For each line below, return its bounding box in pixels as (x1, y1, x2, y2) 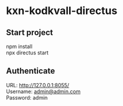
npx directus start (6, 49, 49, 56)
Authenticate (6, 66, 56, 76)
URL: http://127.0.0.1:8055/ (6, 81, 69, 88)
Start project (6, 28, 53, 37)
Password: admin (6, 94, 48, 101)
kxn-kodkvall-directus (6, 4, 118, 18)
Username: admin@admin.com (6, 88, 81, 95)
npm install (6, 43, 33, 50)
